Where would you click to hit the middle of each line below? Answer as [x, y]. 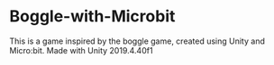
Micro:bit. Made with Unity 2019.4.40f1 [81, 50]
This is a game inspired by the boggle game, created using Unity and [137, 41]
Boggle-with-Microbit [92, 16]
